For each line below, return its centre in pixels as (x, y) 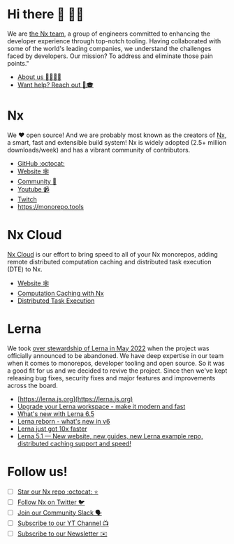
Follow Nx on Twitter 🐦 (51, 502)
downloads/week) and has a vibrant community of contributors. (99, 150)
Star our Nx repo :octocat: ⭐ (58, 492)
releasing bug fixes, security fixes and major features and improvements (111, 378)
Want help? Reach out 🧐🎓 (56, 85)
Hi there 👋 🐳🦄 (46, 14)
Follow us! (37, 472)
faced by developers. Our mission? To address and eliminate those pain (110, 56)
